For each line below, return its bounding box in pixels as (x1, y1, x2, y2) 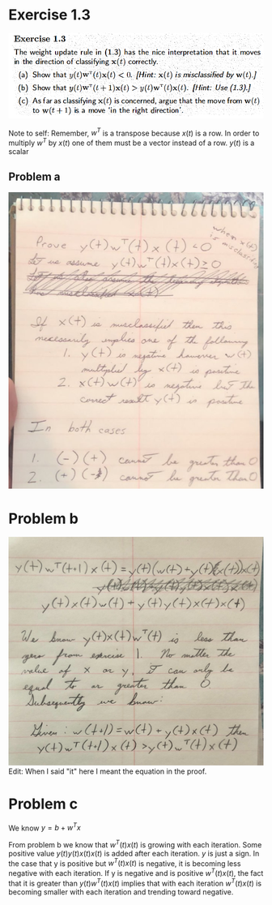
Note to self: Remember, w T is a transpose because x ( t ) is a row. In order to (8, 127, 260, 138)
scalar (8, 146, 29, 156)
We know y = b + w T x (8, 821, 81, 833)
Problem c (8, 795, 79, 813)
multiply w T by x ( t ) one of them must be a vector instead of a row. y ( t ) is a (8, 136, 255, 148)
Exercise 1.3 (8, 6, 91, 24)
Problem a (8, 170, 61, 184)
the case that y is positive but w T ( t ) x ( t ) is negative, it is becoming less (8, 857, 241, 869)
